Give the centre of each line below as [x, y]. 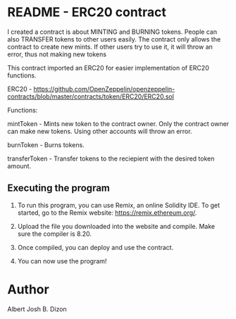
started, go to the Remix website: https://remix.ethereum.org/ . [107, 213]
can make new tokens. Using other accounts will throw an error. [100, 131]
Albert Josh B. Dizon [37, 309]
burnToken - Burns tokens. [46, 144]
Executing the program [59, 188]
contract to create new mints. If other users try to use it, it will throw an [110, 46]
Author [28, 289]
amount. [19, 165]
